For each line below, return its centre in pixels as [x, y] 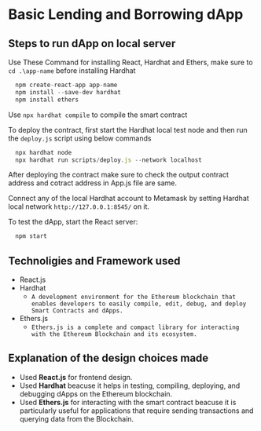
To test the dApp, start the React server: [73, 222]
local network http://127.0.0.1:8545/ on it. [79, 206]
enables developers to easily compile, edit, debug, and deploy [139, 304]
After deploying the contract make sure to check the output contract [119, 175]
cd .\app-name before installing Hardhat [72, 71]
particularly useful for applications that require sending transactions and [136, 411]
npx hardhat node [44, 152]
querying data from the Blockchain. [77, 418]
